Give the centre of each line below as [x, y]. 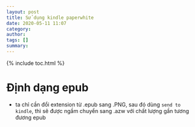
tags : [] [17, 40]
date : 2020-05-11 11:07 [37, 23]
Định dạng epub [48, 88]
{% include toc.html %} [36, 63]
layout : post [23, 12]
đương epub [30, 117]
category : [19, 29]
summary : [17, 46]
